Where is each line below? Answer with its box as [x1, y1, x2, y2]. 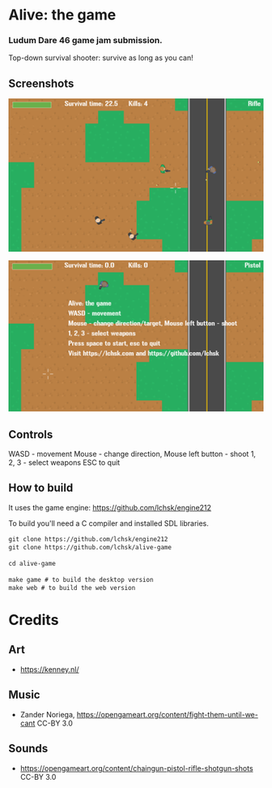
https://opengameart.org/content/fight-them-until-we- [76, 709, 259, 719]
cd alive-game [8, 559, 57, 567]
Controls [8, 428, 53, 441]
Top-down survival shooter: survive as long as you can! [8, 53, 194, 62]
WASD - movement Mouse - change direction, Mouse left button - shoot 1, [8, 449, 257, 459]
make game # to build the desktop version [8, 575, 154, 583]
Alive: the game [8, 6, 117, 24]
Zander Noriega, [19, 709, 75, 719]
